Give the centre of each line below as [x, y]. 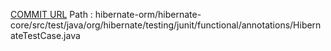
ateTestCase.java [45, 35]
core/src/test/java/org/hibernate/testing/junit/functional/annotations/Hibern [166, 25]
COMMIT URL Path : [51, 14]
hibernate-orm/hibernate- [148, 14]
